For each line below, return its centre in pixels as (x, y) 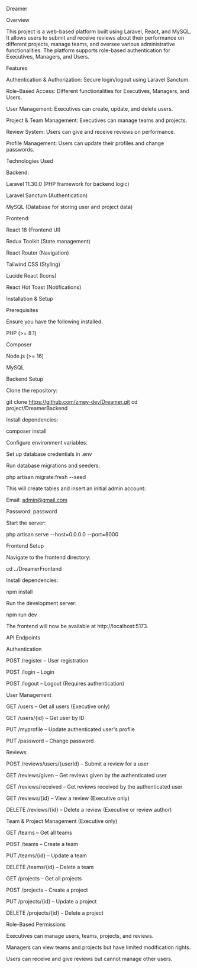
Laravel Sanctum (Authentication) (47, 195)
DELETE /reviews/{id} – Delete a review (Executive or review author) (89, 810)
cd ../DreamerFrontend (34, 569)
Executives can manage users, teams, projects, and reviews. (80, 936)
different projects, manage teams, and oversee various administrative (91, 44)
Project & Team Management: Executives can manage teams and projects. (97, 120)
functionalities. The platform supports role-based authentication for (88, 50)
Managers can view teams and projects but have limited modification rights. (98, 947)
